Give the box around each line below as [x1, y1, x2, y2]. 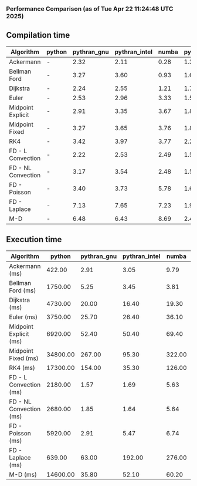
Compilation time [6, 30, 70, 40]
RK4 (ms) [9, 363, 35, 372]
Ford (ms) [9, 286, 36, 295]
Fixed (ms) [9, 354, 39, 362]
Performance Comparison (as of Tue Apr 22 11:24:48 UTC [6, 5, 174, 13]
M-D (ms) [9, 470, 37, 478]
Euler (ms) [9, 313, 38, 321]
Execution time [6, 234, 62, 244]
